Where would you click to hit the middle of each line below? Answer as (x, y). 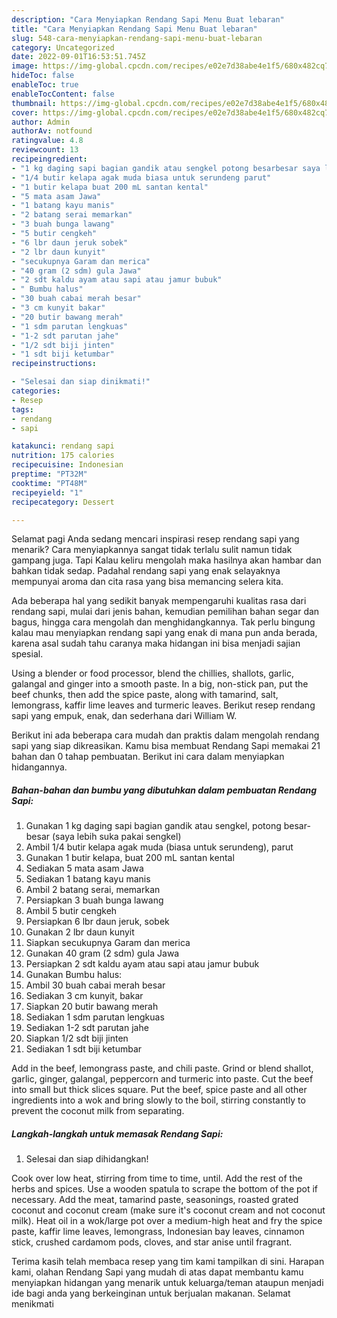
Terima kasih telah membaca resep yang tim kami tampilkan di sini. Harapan (168, 1262)
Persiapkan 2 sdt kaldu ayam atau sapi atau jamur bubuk (142, 964)
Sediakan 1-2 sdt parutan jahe (87, 1028)
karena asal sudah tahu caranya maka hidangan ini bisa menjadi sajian (156, 643)
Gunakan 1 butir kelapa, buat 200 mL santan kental (130, 858)
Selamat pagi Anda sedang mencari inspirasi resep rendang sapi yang (155, 539)
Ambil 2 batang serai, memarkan (93, 890)
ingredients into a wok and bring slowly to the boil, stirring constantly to (158, 1100)
